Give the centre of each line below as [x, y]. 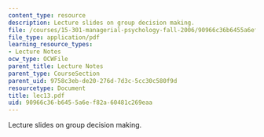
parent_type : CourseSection [54, 74]
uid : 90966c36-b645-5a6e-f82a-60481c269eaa [81, 103]
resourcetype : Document [47, 88]
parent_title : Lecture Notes [56, 67]
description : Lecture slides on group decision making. [101, 23]
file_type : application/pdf [54, 37]
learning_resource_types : [50, 45]
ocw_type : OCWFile [38, 59]
